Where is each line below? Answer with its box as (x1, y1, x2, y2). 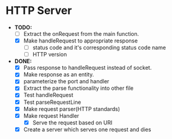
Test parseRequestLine (23, 98, 81, 106)
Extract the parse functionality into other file (23, 84, 134, 92)
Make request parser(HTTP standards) (23, 105, 121, 112)
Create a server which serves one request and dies (23, 126, 151, 133)
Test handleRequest (23, 92, 74, 99)
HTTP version (32, 51, 67, 58)
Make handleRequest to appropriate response (23, 37, 138, 44)
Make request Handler (23, 112, 79, 119)
